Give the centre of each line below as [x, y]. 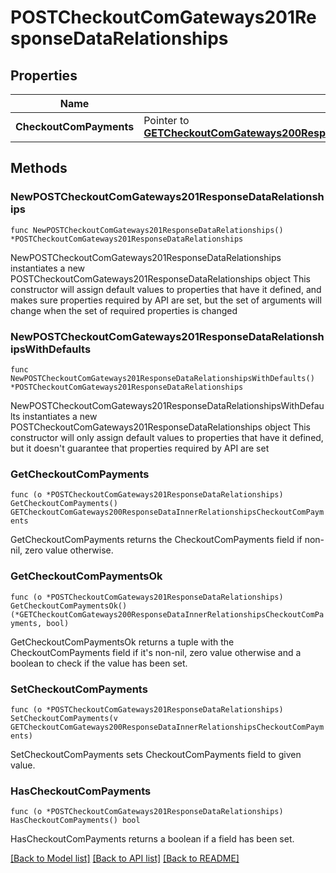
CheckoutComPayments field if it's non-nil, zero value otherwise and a [156, 652]
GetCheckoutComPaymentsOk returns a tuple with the [122, 642]
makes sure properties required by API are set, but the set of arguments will [166, 300]
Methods [39, 168]
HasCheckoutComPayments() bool [75, 821]
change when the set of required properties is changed [124, 310]
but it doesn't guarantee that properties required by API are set [140, 448]
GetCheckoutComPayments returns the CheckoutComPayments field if [156, 540]
